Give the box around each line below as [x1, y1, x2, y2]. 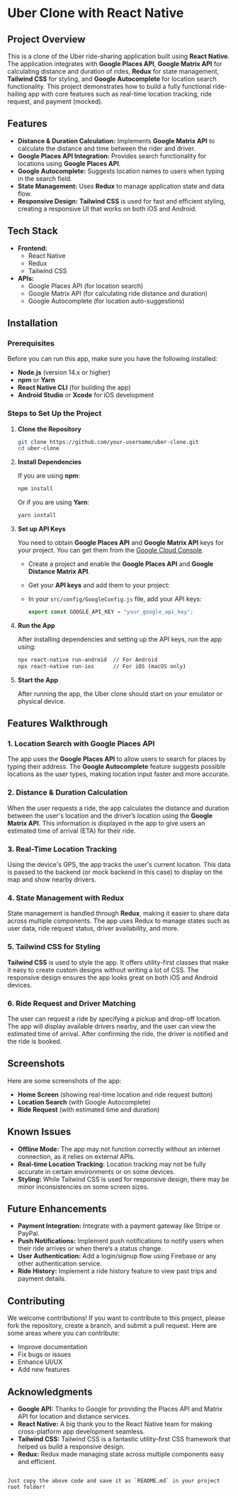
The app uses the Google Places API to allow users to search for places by [7, 755, 227, 763]
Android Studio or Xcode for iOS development [17, 391, 154, 399]
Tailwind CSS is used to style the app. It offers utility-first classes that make [7, 958, 229, 966]
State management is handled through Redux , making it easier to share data [7, 909, 229, 918]
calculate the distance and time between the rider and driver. [17, 144, 196, 153]
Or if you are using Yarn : [17, 498, 90, 506]
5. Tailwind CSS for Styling [7, 942, 101, 952]
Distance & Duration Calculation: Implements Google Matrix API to [17, 136, 215, 145]
